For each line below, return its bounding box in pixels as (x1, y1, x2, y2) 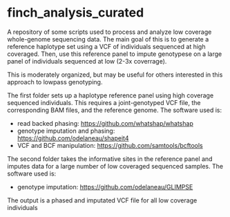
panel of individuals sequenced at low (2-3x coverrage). (7, 57, 167, 65)
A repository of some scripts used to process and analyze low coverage (7, 28, 212, 36)
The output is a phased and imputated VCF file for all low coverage (7, 196, 198, 205)
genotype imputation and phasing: (17, 126, 115, 135)
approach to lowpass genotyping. (7, 77, 103, 86)
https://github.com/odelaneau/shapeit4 (17, 133, 129, 142)
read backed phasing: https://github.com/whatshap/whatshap (17, 119, 193, 127)
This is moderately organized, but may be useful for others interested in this (7, 70, 223, 79)
